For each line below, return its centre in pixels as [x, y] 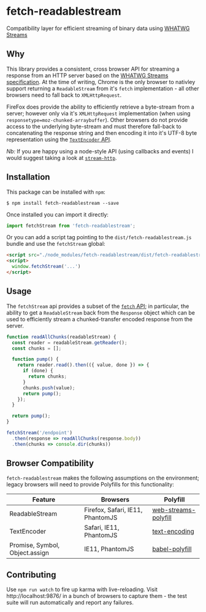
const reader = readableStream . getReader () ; [70, 342]
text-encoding [173, 532]
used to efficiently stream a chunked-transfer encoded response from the [100, 319]
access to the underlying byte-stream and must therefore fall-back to [94, 126]
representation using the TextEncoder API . [59, 139]
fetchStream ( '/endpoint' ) [39, 433]
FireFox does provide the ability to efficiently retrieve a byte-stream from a [100, 107]
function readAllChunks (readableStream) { [61, 337]
